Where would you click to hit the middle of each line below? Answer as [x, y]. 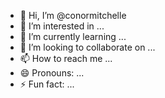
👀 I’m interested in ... [62, 26]
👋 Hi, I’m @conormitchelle [73, 15]
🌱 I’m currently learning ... [73, 36]
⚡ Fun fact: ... [47, 84]
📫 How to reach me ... [66, 58]
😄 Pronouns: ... [52, 73]
